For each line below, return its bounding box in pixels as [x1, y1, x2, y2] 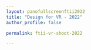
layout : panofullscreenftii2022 [6, 8, 85, 15]
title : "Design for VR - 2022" [6, 14, 83, 20]
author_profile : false [6, 19, 62, 25]
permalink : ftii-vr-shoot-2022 [6, 30, 83, 36]
